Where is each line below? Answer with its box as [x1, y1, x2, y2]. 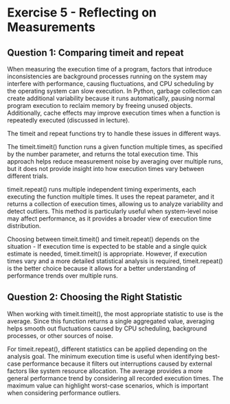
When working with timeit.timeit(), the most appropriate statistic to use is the [7, 309, 224, 317]
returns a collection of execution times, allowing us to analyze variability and [7, 200, 223, 207]
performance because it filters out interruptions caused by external [22, 359, 213, 368]
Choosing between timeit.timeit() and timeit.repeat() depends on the [7, 235, 200, 243]
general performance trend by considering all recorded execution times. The [7, 374, 224, 382]
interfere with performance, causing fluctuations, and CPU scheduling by [7, 80, 214, 87]
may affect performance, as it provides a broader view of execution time [7, 214, 211, 223]
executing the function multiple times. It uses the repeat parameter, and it [7, 192, 215, 201]
